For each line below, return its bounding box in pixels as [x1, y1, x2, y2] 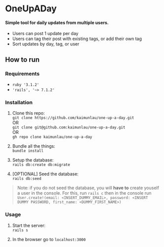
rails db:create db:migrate [12, 163, 70, 167]
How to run [5, 55, 40, 64]
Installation [5, 99, 33, 106]
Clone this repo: [12, 110, 45, 116]
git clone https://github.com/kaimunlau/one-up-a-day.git [12, 116, 134, 121]
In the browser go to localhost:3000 [12, 236, 86, 242]
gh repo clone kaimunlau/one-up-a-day [12, 134, 92, 140]
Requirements [5, 70, 40, 77]
